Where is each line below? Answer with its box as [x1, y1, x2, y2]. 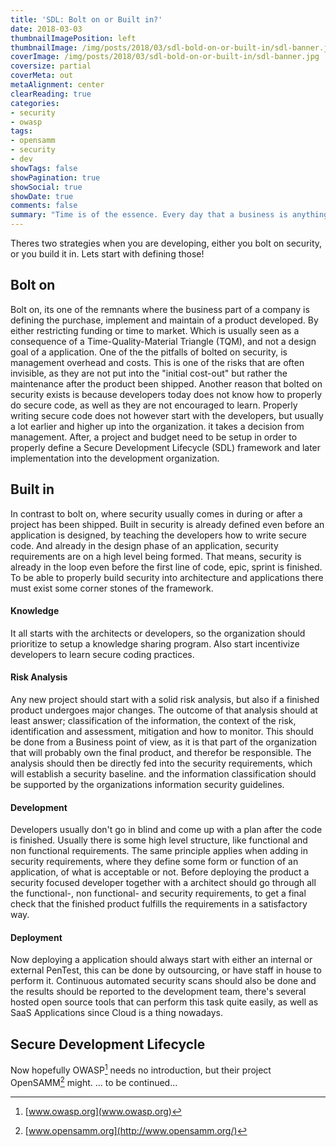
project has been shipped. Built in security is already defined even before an [10, 518, 325, 530]
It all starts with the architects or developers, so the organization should [10, 627, 306, 639]
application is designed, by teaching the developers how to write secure [10, 529, 308, 541]
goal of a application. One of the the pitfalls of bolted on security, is [10, 346, 288, 358]
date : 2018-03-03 [10, 24, 83, 34]
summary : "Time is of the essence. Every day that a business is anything [10, 210, 329, 220]
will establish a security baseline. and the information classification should [10, 768, 317, 780]
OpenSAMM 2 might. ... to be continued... [10, 1074, 178, 1088]
